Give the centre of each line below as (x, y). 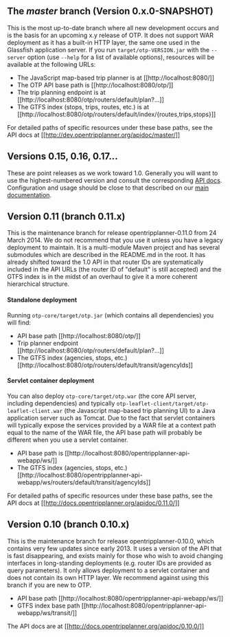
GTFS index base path (48, 605)
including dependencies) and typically (61, 403)
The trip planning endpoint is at (61, 92)
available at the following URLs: (51, 64)
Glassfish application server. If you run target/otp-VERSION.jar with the (108, 49)
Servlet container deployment (51, 381)
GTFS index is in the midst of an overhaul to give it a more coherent (102, 277)
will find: (19, 322)
